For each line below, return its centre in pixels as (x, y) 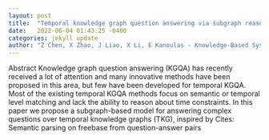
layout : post (30, 16)
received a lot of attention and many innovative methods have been (119, 77)
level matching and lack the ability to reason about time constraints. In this (130, 102)
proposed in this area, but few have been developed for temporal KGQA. (127, 86)
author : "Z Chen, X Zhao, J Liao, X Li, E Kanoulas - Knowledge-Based (128, 46)
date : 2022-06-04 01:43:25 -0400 (68, 30)
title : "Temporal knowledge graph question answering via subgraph (125, 23)
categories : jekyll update (53, 38)
